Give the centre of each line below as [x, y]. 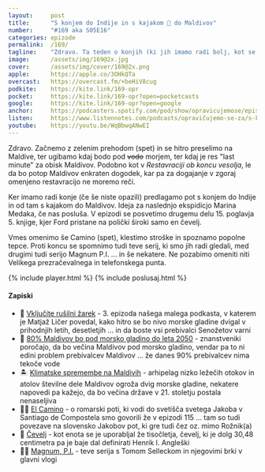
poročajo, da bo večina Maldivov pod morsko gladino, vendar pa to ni [132, 347]
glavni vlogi [38, 459]
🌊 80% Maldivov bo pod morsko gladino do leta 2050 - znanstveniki [130, 338]
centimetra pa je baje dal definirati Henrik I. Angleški [105, 442]
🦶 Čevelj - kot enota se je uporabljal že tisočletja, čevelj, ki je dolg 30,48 [136, 434]
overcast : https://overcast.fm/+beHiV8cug [82, 81]
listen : [21, 118]
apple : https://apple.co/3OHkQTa [72, 74]
